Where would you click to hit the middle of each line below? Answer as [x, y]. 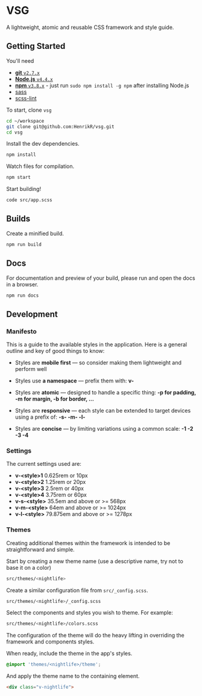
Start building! [24, 189]
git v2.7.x [27, 72]
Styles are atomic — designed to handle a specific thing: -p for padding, [105, 393]
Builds [18, 219]
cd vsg [14, 132]
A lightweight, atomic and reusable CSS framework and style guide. [90, 27]
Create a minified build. [35, 233]
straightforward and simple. [40, 549]
